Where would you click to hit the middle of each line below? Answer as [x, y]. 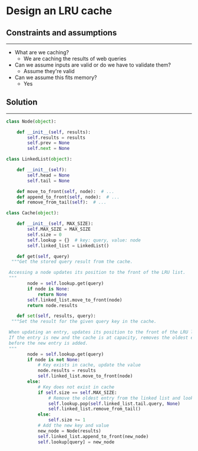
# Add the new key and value [73, 426]
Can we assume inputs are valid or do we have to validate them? [93, 65]
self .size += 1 [67, 420]
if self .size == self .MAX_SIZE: [77, 393]
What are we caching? [42, 52]
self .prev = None [48, 143]
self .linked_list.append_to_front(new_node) [93, 436]
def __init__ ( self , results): [54, 132]
